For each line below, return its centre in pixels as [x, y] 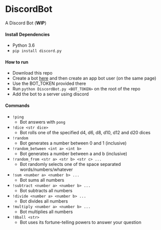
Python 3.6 [23, 45]
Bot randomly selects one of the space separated [70, 164]
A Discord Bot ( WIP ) [26, 23]
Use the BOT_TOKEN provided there [49, 83]
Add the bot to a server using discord [50, 94]
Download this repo [32, 73]
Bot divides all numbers [44, 201]
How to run [17, 62]
